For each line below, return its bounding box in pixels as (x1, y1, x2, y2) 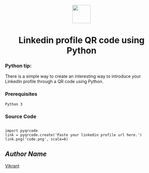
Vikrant (5, 163, 19, 169)
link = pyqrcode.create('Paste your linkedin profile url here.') (5, 133, 142, 138)
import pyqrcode (5, 128, 38, 133)
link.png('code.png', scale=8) (5, 137, 68, 142)
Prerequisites (5, 91, 37, 98)
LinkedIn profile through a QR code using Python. (5, 79, 104, 85)
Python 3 (5, 102, 23, 106)
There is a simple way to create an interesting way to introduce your (5, 73, 141, 79)
